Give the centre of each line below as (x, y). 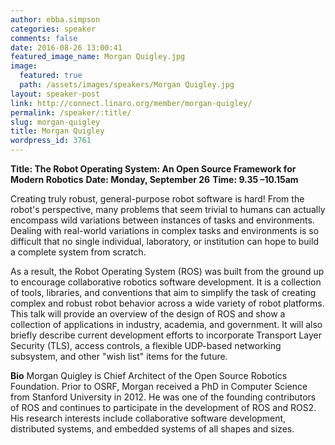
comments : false (44, 38)
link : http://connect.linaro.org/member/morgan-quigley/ (131, 103)
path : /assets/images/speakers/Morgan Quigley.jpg (127, 85)
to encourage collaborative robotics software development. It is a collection (166, 282)
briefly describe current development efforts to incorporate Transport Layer (166, 335)
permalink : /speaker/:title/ (71, 112)
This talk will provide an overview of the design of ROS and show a (148, 314)
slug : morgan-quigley (55, 122)
